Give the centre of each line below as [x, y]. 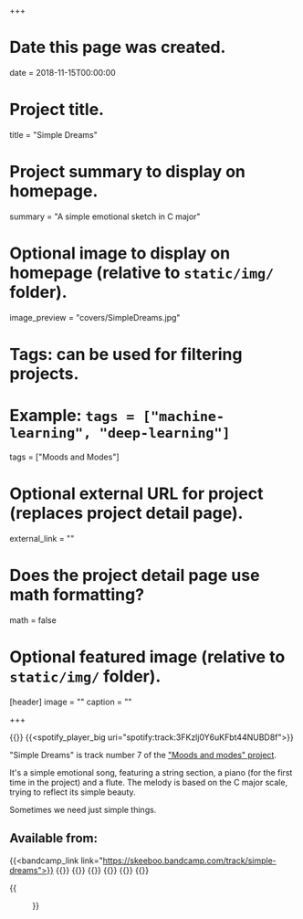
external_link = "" [42, 538]
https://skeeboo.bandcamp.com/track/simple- [189, 861]
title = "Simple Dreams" [53, 134]
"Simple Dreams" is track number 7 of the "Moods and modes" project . [143, 755]
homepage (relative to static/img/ [142, 273]
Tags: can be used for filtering [126, 354]
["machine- [184, 417]
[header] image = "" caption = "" [71, 702]
